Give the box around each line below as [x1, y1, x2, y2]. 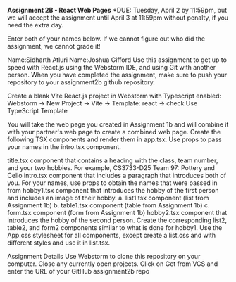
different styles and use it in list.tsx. [7, 238, 111, 247]
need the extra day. [7, 21, 63, 29]
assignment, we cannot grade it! [7, 42, 101, 50]
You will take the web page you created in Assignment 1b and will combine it [7, 120, 229, 129]
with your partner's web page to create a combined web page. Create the [7, 128, 221, 136]
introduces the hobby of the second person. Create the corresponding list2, [7, 216, 228, 224]
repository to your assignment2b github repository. [7, 78, 155, 86]
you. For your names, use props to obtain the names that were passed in [7, 179, 218, 187]
